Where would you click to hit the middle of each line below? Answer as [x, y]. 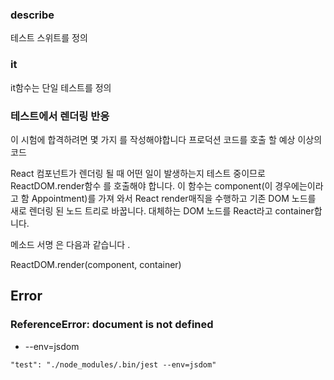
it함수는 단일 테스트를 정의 [61, 87]
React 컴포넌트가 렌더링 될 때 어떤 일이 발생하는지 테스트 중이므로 [138, 173]
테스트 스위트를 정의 [49, 38]
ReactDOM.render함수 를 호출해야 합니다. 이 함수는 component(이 [141, 185]
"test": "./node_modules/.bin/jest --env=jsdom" [113, 364]
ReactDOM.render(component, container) [96, 264]
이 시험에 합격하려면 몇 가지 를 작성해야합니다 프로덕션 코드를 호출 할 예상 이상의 [166, 139]
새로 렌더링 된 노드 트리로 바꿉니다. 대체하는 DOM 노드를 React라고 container [162, 210]
